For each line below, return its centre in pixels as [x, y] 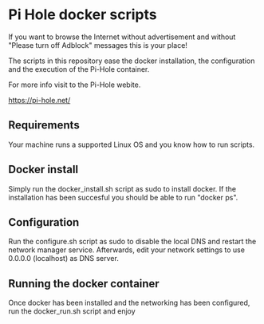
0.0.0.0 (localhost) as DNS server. [64, 259]
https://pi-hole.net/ [39, 100]
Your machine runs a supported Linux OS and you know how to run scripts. [132, 144]
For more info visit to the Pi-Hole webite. [75, 85]
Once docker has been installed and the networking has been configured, [129, 303]
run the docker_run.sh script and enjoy [72, 311]
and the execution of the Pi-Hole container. [79, 69]
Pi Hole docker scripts [83, 15]
